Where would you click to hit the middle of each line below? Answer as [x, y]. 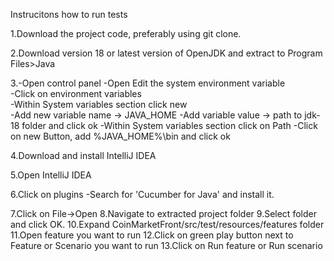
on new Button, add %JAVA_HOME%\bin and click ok [120, 136]
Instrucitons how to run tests [69, 14]
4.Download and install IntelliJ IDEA [83, 155]
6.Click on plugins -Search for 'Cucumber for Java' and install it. [142, 194]
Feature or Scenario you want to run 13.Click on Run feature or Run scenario [166, 245]
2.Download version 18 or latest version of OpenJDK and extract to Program [166, 53]
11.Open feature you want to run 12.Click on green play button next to [152, 235]
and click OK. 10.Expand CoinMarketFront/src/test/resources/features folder [167, 224]
